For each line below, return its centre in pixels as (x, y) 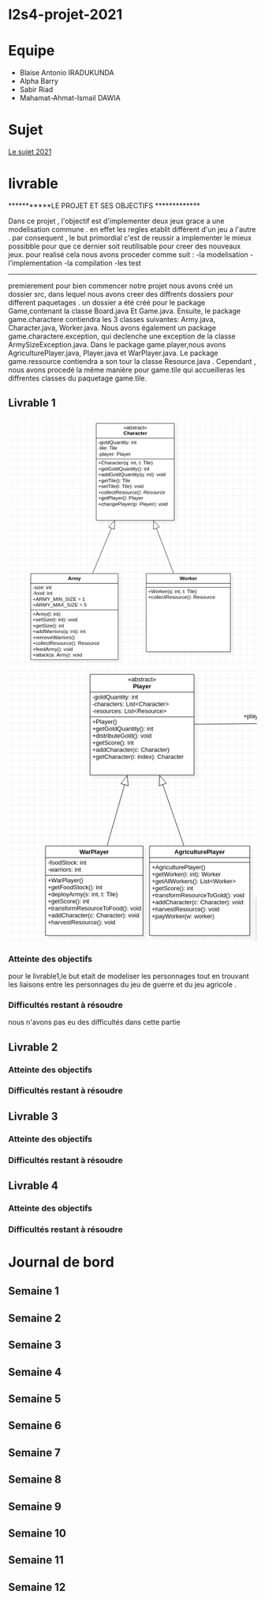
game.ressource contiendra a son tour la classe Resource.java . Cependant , (132, 361)
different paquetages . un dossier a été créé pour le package (107, 303)
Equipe (32, 51)
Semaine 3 (35, 1345)
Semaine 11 (36, 1560)
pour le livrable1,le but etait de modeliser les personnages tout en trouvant (129, 976)
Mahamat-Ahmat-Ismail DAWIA (70, 98)
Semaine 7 (35, 1452)
